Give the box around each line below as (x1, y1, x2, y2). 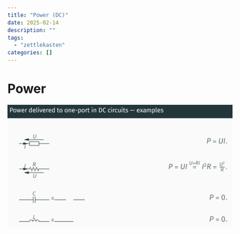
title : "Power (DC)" (7, 11, 69, 19)
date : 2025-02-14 (7, 19, 59, 26)
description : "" (7, 26, 56, 34)
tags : (7, 34, 24, 41)
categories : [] (7, 49, 53, 56)
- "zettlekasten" (14, 41, 66, 49)
